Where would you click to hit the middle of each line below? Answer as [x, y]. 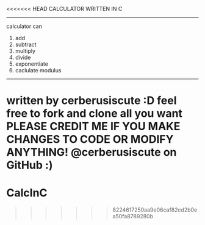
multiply [25, 51]
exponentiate [32, 64]
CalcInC [27, 193]
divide [23, 57]
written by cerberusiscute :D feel [92, 101]
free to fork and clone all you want [95, 113]
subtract [26, 44]
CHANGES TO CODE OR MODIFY [90, 140]
